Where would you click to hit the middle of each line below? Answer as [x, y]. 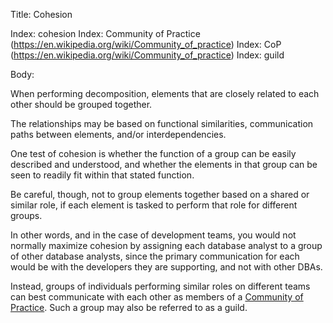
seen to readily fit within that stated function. [102, 175]
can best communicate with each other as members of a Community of [157, 297]
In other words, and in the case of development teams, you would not [153, 235]
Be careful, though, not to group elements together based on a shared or [160, 194]
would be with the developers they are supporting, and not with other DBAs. [166, 267]
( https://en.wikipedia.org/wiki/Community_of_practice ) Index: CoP [146, 44]
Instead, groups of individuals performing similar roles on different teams [160, 286]
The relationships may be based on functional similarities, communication [162, 123]
